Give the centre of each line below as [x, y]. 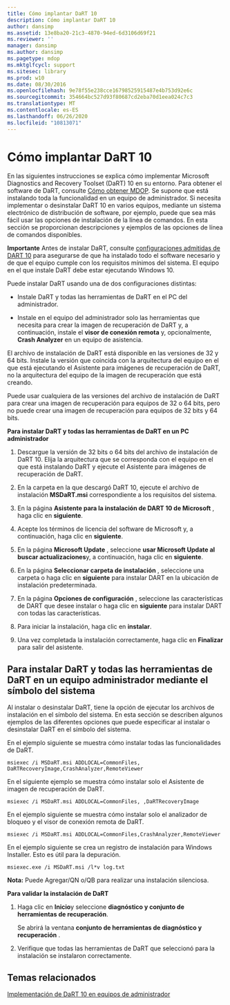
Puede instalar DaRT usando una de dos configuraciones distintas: [102, 283]
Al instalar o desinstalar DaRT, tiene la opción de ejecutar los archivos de [111, 707]
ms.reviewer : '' [30, 39]
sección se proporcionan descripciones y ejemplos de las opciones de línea [115, 227]
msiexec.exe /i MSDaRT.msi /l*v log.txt [66, 867]
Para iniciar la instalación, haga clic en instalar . [84, 627]
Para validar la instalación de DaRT [58, 894]
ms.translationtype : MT [41, 104]
